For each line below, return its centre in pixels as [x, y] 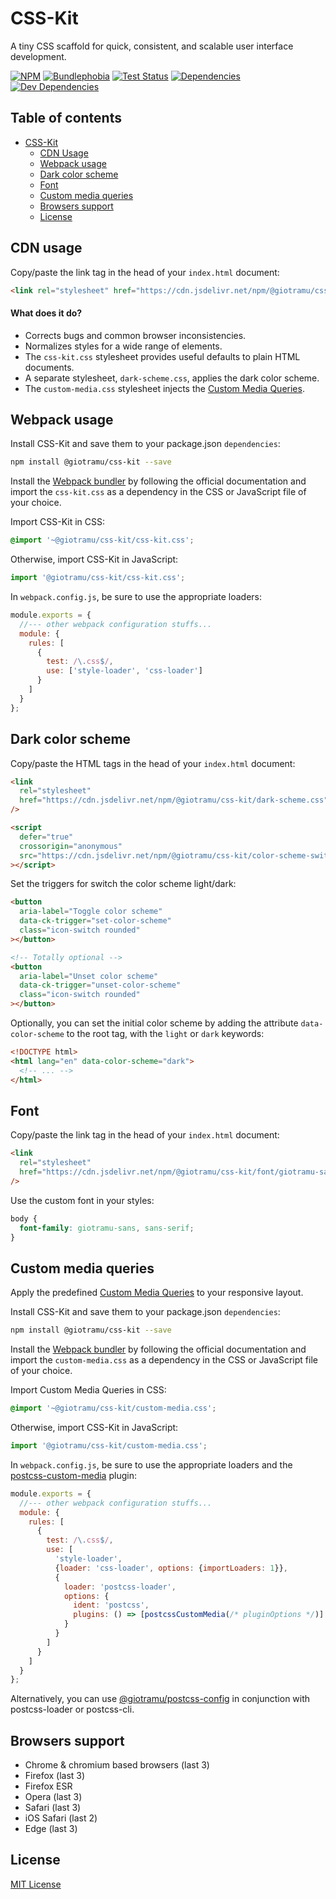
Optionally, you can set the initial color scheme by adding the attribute [154, 1023]
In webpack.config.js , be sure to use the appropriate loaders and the [151, 1464]
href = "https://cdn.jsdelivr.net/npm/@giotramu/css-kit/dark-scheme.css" [174, 800]
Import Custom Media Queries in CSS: [88, 1390]
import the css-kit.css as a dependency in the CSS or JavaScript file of [158, 492]
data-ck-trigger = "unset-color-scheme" [100, 985]
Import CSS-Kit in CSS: [57, 522]
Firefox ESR [48, 1786]
